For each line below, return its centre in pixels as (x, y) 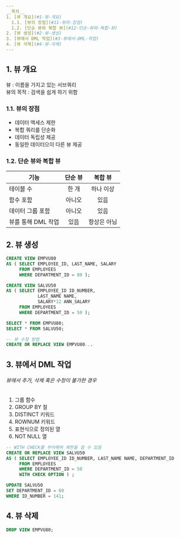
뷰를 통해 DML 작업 (34, 222)
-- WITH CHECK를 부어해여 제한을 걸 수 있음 (54, 447)
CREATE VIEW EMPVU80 (31, 258)
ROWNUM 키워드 (35, 421)
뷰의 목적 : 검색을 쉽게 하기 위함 (42, 92)
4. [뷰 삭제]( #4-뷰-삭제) (34, 45)
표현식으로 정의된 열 (37, 429)
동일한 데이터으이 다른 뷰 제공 (48, 144)
